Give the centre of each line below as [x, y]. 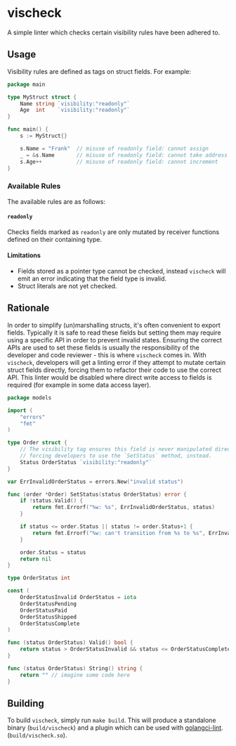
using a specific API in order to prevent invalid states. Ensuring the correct [115, 340]
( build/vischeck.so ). [37, 735]
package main [26, 84]
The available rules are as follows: [57, 201]
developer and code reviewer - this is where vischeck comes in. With [107, 355]
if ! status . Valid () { [51, 501]
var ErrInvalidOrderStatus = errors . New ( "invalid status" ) [96, 482]
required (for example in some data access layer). [79, 385]
